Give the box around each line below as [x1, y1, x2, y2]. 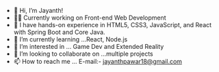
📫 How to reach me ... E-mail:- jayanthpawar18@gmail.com [13, 58, 183, 65]
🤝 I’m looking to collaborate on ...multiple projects [13, 50, 154, 58]
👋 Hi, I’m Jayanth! [13, 7, 64, 14]
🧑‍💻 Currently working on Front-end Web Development [13, 14, 166, 22]
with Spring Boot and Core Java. [13, 28, 105, 36]
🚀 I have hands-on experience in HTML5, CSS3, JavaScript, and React [13, 21, 212, 29]
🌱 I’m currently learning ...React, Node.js [13, 35, 128, 43]
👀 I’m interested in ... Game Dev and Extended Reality [13, 43, 164, 50]
